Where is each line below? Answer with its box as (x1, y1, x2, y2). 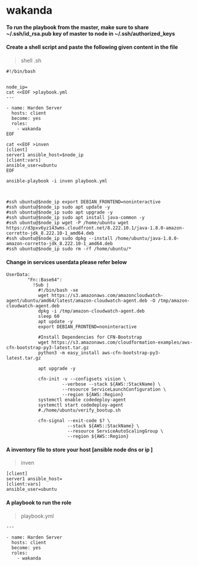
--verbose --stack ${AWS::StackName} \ (62, 381, 161, 388)
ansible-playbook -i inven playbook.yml (6, 178, 108, 184)
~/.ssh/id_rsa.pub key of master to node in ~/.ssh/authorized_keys (6, 30, 175, 37)
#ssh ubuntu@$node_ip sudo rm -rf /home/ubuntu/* (6, 246, 132, 252)
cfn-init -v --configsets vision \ (37, 376, 127, 382)
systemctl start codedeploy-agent (37, 402, 124, 409)
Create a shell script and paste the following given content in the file (6, 44, 178, 51)
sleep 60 (37, 314, 60, 320)
